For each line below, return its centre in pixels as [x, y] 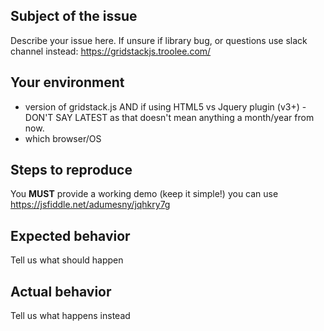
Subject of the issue [74, 16]
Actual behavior [61, 291]
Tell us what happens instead [70, 316]
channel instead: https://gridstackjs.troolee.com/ [111, 51]
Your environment [67, 82]
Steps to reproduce [71, 170]
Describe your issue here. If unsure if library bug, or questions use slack [159, 40]
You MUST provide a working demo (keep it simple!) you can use [144, 194]
